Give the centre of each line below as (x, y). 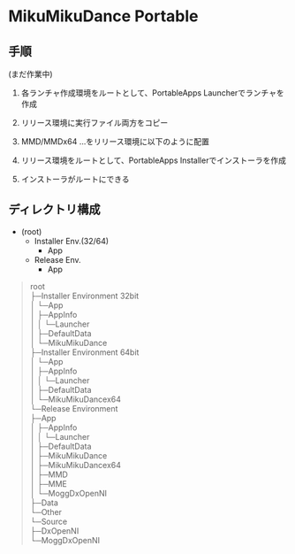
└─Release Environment (74, 408)
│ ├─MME (49, 483)
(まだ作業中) (31, 74)
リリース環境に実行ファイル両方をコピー (95, 123)
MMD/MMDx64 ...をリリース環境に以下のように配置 (115, 142)
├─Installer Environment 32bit (84, 296)
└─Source (49, 521)
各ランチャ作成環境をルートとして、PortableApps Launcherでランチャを (152, 93)
